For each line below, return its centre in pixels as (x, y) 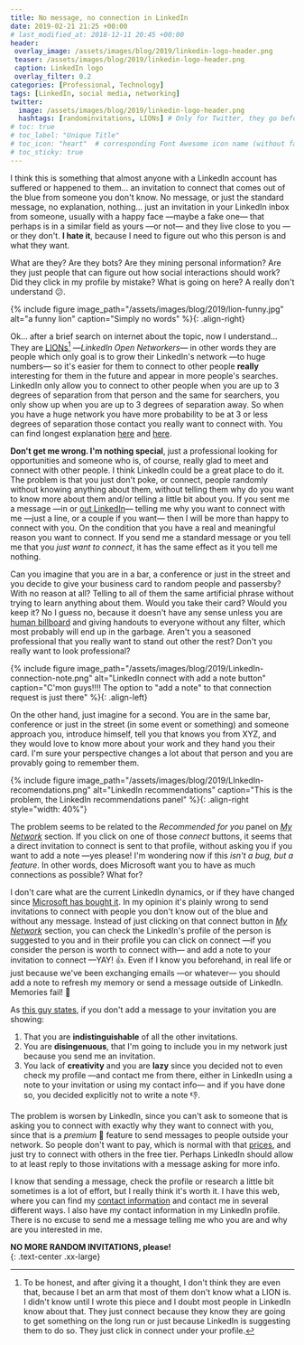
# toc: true (32, 127)
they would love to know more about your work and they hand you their (143, 744)
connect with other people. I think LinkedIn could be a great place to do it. (147, 470)
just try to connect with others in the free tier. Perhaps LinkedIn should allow (152, 1154)
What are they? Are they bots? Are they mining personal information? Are (146, 262)
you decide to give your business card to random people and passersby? (146, 584)
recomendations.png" (51, 790)
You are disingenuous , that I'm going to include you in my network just (155, 1047)
